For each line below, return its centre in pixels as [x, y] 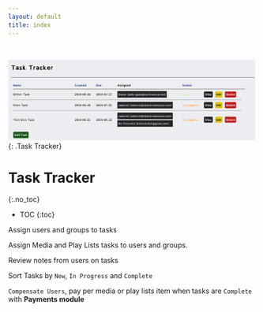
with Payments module [46, 299]
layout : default [35, 17]
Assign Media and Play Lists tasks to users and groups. [98, 245]
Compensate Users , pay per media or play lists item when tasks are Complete [130, 291]
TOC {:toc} [37, 215]
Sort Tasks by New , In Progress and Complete [80, 276]
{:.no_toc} [24, 199]
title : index [30, 25]
